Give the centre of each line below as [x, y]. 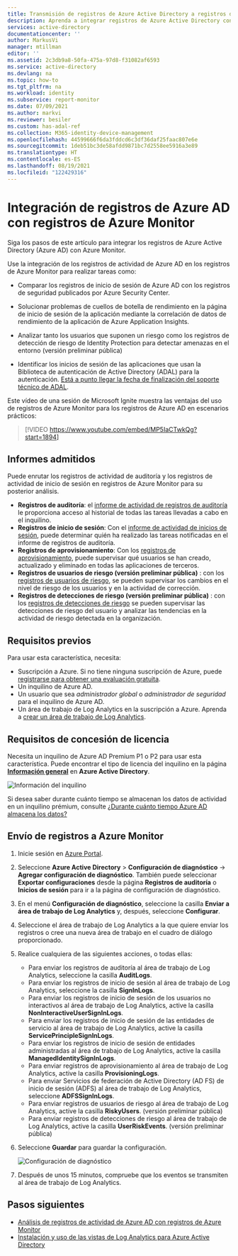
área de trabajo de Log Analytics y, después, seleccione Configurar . [119, 911]
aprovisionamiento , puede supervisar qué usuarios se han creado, [114, 558]
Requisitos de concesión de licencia [89, 739]
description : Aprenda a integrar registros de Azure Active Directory [114, 21]
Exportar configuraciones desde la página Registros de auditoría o [117, 882]
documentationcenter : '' [44, 34]
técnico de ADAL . [43, 386]
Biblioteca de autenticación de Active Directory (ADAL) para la [108, 372]
